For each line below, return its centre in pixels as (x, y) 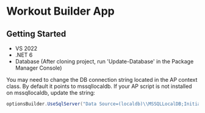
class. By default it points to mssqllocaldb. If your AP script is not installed (99, 86)
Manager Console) (38, 68)
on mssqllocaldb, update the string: (51, 93)
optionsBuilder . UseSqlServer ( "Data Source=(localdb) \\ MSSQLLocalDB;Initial (105, 104)
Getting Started (36, 34)
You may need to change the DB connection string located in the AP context (102, 80)
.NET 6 (24, 55)
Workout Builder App (60, 11)
